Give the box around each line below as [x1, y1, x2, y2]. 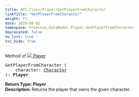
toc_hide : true [5, 39, 36, 44]
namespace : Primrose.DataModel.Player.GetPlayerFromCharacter [5, 25, 134, 30]
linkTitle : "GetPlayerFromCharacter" [5, 12, 82, 17]
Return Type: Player [5, 81, 46, 87]
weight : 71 [5, 16, 27, 21]
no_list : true [5, 35, 34, 39]
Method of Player [5, 53, 46, 58]
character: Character [15, 67, 67, 73]
